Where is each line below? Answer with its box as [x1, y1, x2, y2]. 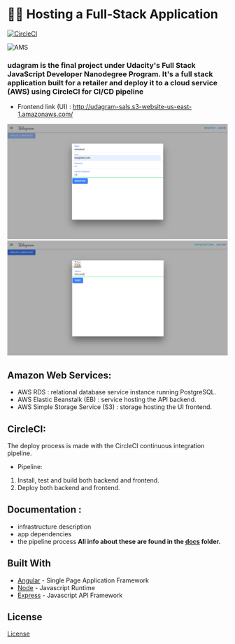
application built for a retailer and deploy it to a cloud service [7, 78, 218, 87]
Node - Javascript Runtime [17, 583, 96, 592]
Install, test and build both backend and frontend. [17, 475, 159, 485]
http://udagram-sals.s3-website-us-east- [72, 103, 192, 111]
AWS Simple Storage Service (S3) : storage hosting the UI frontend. [17, 403, 212, 411]
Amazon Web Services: [7, 369, 112, 381]
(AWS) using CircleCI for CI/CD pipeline [7, 87, 144, 96]
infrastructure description [17, 522, 92, 531]
